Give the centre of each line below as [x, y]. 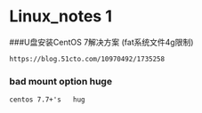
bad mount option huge [61, 81]
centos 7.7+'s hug [48, 100]
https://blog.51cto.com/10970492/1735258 [87, 59]
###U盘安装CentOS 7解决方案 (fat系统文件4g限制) [101, 42]
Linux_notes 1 [61, 16]
